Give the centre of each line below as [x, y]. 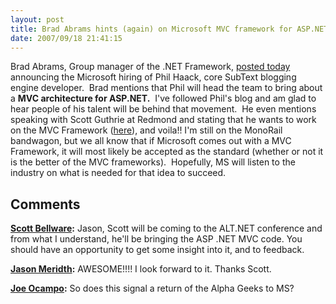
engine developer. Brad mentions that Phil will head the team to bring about [166, 88]
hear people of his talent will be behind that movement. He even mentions [163, 109]
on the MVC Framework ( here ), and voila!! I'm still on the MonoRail [146, 130]
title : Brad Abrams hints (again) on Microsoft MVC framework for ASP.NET [169, 29]
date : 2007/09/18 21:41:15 [66, 38]
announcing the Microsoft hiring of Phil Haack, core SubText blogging [153, 77]
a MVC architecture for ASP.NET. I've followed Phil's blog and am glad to [163, 98]
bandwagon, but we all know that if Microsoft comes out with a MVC [151, 141]
